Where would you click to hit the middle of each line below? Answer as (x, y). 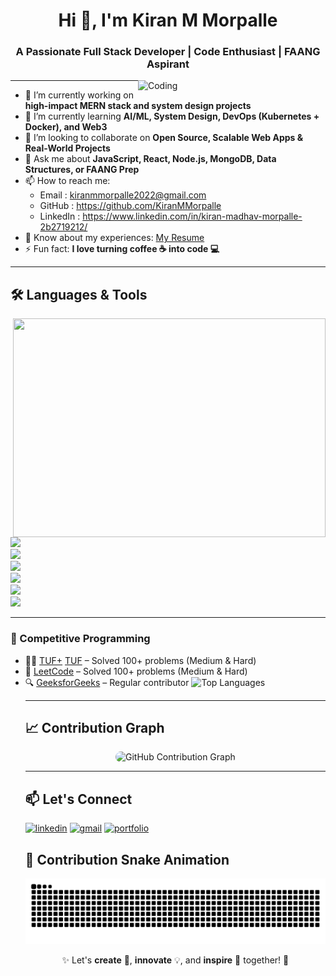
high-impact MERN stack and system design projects (138, 106)
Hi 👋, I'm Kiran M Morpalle (168, 20)
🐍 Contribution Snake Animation (127, 859)
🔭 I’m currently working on (79, 95)
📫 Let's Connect (78, 799)
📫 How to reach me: (67, 181)
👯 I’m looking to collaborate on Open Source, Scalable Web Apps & (164, 138)
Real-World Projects (67, 148)
